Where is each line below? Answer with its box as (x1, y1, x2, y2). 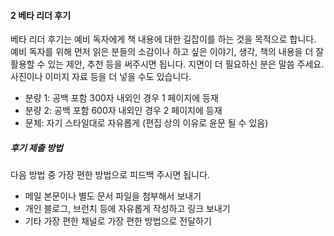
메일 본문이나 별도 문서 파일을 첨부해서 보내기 (24, 190, 202, 202)
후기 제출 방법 (10, 141, 63, 154)
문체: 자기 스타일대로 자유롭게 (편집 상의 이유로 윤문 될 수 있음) (24, 117, 269, 129)
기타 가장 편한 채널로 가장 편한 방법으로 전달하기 (24, 215, 212, 227)
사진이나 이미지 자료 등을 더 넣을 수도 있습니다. (10, 71, 192, 83)
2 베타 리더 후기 (10, 9, 72, 21)
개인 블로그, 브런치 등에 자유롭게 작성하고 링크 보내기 (24, 203, 231, 215)
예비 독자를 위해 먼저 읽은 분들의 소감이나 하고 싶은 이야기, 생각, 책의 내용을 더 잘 (10, 46, 325, 58)
